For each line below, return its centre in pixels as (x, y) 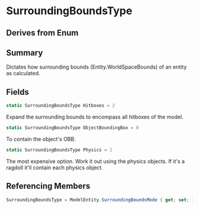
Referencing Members (48, 186)
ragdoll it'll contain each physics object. (55, 168)
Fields (18, 92)
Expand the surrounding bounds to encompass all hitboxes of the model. (95, 117)
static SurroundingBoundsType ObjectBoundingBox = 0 (73, 128)
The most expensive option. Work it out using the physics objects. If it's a (96, 161)
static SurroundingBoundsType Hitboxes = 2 (61, 106)
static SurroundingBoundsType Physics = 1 (59, 150)
